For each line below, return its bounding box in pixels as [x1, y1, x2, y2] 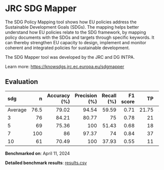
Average [7, 106, 27, 113]
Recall [102, 92, 117, 99]
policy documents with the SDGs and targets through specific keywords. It [5, 34, 155, 40]
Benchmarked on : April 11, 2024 [5, 150, 70, 156]
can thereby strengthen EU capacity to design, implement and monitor [5, 39, 146, 45]
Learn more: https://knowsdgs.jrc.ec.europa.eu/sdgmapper [5, 64, 124, 69]
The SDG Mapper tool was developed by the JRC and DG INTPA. [5, 54, 135, 60]
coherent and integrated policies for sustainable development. [5, 45, 130, 51]
